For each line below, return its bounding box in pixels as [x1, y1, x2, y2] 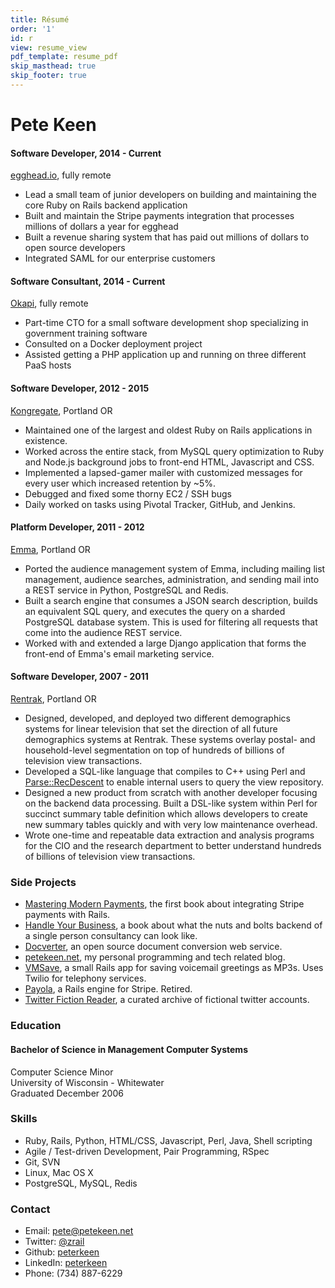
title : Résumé [10, 14, 70, 25]
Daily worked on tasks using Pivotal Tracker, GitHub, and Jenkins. [24, 498, 296, 510]
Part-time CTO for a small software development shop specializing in [24, 317, 309, 329]
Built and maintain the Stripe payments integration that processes [24, 210, 295, 222]
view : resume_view [10, 42, 87, 53]
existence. [24, 434, 68, 446]
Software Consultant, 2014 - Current [10, 275, 166, 287]
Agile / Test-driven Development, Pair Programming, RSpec [24, 1145, 270, 1157]
